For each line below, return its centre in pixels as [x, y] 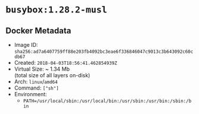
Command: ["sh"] [36, 88]
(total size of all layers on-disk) [52, 75]
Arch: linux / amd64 [36, 82]
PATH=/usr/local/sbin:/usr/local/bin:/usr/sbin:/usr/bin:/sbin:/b [107, 101]
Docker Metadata [38, 31]
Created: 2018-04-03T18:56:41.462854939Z [66, 63]
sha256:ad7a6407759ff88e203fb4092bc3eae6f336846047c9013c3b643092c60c [104, 52]
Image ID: [26, 45]
